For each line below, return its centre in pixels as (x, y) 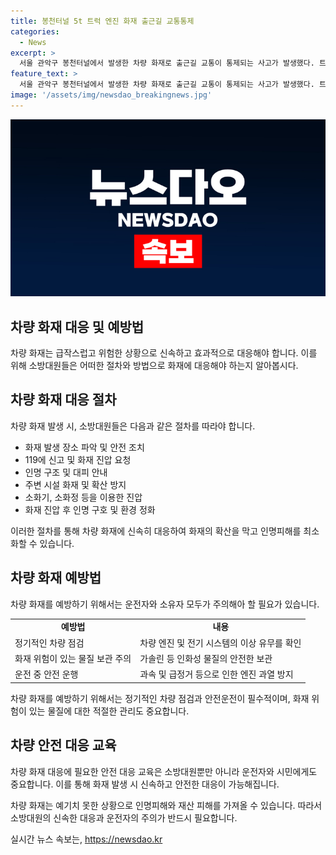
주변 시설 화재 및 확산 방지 (75, 484)
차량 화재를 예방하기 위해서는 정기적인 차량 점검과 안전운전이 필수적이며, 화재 (160, 698)
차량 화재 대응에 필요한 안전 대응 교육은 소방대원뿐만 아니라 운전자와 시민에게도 (164, 771)
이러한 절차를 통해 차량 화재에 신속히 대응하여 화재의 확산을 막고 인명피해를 (156, 531)
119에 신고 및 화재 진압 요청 (78, 459)
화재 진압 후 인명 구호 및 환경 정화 (90, 509)
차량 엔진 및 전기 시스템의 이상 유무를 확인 (220, 642)
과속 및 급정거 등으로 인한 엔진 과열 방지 (216, 674)
